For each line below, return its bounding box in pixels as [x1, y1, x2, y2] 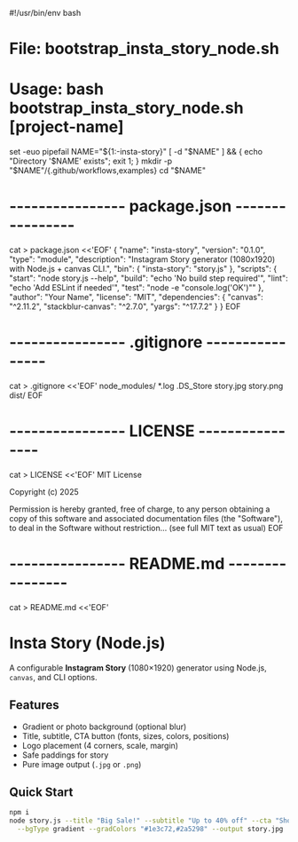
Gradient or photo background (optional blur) [21, 721, 187, 732]
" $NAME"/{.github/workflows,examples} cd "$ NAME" [9, 165, 207, 176]
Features [9, 697, 59, 713]
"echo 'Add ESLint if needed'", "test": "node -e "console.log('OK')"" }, [9, 282, 264, 293]
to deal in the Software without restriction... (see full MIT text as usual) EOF [9, 522, 284, 533]
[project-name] [9, 117, 124, 137]
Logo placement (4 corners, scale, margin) [21, 740, 179, 751]
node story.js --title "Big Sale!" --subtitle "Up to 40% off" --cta [9, 816, 272, 825]
